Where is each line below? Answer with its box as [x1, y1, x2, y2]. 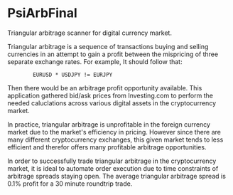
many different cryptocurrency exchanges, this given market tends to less [7, 135, 224, 144]
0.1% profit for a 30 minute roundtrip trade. [7, 179, 133, 188]
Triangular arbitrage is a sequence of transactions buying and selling [7, 42, 209, 51]
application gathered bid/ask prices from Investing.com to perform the [7, 91, 213, 100]
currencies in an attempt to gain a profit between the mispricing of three [7, 50, 219, 58]
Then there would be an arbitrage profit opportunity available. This [7, 83, 202, 92]
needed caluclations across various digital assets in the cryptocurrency [7, 98, 217, 107]
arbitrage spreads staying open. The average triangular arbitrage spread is [7, 172, 226, 180]
